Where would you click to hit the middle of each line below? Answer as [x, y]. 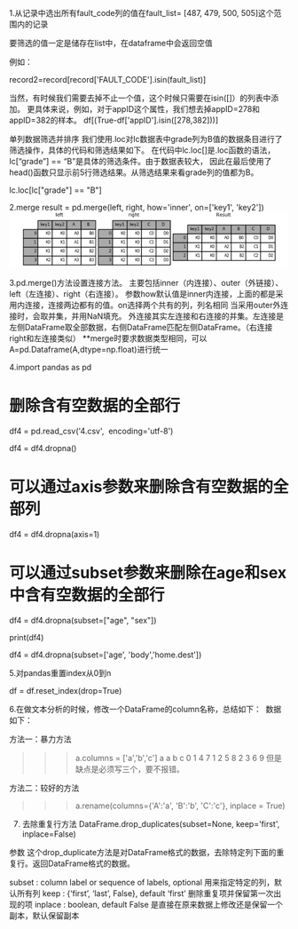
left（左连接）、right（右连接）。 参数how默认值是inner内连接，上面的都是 [143, 294]
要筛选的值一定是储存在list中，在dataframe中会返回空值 [111, 43]
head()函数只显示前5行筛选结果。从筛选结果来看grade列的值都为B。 [134, 172]
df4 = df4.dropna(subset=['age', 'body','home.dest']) [106, 655]
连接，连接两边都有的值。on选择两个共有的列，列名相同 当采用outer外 [153, 306]
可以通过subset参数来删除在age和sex [148, 573]
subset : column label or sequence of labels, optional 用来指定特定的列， [142, 882]
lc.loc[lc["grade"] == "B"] [55, 190]
